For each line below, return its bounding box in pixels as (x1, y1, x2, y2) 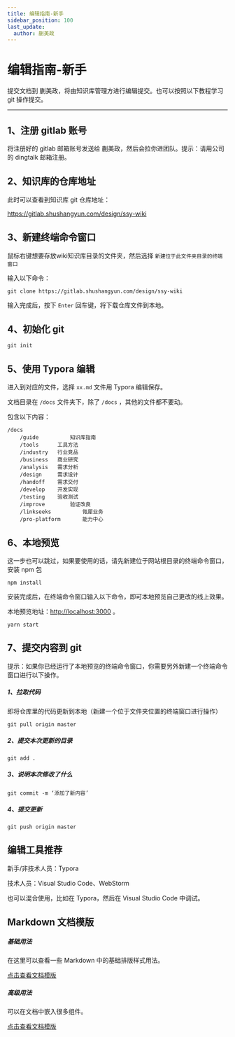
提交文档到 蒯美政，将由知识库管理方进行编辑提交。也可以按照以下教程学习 (7, 87, 224, 95)
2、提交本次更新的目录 (7, 737, 73, 745)
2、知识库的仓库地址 (7, 176, 97, 188)
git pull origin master (7, 721, 77, 728)
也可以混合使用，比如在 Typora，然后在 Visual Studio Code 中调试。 (7, 893, 204, 902)
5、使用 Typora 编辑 (7, 363, 95, 375)
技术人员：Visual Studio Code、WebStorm (7, 879, 129, 887)
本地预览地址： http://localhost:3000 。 (7, 607, 120, 616)
